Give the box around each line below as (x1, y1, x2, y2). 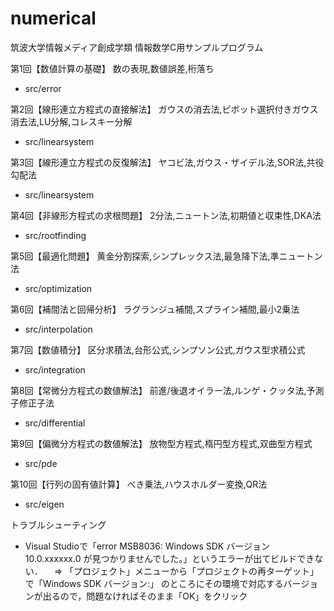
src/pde (24, 457, 58, 469)
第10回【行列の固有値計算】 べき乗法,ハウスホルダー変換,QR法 (10, 478, 268, 490)
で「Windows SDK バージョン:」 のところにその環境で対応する (24, 577, 284, 589)
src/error (24, 82, 62, 94)
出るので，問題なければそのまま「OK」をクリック (42, 590, 248, 602)
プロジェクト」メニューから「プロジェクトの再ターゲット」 (73, 565, 320, 577)
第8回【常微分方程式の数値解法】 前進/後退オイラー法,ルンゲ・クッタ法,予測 (10, 384, 325, 396)
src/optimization (24, 282, 93, 294)
